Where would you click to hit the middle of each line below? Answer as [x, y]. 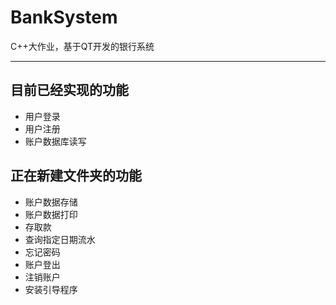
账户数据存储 [51, 202]
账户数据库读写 [55, 141]
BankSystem [64, 17]
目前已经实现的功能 [69, 90]
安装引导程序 [51, 289]
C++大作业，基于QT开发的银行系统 [82, 46]
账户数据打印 [51, 214]
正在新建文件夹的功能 [76, 176]
